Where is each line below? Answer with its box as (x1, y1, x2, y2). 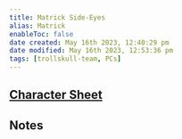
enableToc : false (9, 29, 74, 38)
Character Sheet (9, 87, 103, 102)
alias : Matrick (9, 21, 66, 30)
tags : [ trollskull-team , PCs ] (9, 54, 122, 63)
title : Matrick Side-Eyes (9, 12, 105, 22)
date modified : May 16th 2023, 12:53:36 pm (9, 46, 174, 55)
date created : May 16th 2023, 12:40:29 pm (9, 37, 170, 47)
